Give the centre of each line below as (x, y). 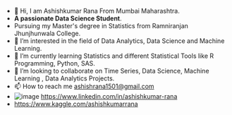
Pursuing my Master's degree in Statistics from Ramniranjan (101, 26)
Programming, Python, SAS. (54, 63)
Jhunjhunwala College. (47, 33)
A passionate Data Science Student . (68, 18)
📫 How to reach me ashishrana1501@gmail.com (84, 86)
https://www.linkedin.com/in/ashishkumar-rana (109, 96)
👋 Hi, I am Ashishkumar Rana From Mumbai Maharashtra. (97, 11)
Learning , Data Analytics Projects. (64, 78)
